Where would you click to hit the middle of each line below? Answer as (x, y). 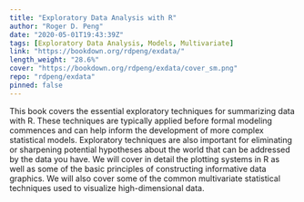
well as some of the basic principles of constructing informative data (138, 168)
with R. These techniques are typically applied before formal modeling (141, 120)
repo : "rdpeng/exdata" (52, 77)
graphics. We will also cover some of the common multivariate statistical (145, 178)
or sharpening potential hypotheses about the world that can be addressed (150, 149)
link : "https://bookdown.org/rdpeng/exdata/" (97, 52)
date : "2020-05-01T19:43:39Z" (67, 34)
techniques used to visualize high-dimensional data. (107, 188)
